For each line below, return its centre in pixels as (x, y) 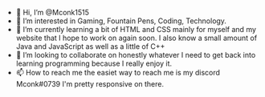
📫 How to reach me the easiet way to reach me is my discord (118, 73)
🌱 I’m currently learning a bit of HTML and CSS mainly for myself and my (136, 29)
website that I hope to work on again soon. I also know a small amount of (137, 38)
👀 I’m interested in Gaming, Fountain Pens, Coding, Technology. (121, 21)
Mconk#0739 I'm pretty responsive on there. (90, 84)
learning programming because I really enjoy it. (94, 63)
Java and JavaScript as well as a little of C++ (90, 46)
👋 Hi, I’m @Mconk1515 (53, 12)
